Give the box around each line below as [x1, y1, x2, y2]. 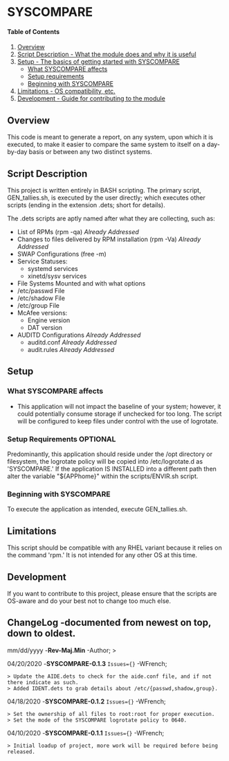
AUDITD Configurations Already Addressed [17, 331, 141, 340]
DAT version [27, 324, 63, 332]
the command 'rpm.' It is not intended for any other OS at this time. [7, 551, 197, 559]
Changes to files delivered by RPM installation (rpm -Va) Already [17, 235, 201, 243]
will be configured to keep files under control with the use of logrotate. [17, 417, 219, 425]
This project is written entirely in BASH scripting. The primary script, [7, 186, 202, 195]
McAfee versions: [17, 309, 68, 317]
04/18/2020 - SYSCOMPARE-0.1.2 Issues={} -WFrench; [7, 697, 166, 706]
